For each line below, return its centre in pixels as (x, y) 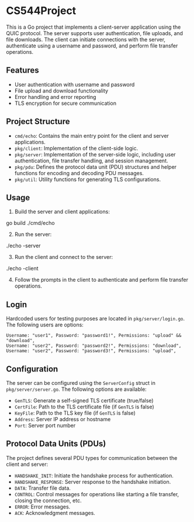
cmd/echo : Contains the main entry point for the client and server (92, 135)
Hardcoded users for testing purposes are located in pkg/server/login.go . (96, 319)
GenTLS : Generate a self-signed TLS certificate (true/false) (84, 400)
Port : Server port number (45, 425)
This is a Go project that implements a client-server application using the (93, 27)
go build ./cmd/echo (30, 223)
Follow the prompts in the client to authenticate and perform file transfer (101, 280)
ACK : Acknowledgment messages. (55, 513)
